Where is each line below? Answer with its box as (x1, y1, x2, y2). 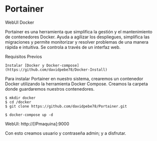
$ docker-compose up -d (5, 112, 53, 117)
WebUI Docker (5, 19, 35, 25)
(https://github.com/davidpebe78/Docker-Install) (5, 67, 108, 72)
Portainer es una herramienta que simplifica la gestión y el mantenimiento (5, 29, 153, 34)
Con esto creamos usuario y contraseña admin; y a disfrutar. (5, 130, 126, 136)
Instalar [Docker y (5, 63, 45, 68)
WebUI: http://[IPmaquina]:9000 (5, 121, 70, 126)
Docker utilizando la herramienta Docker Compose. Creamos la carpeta (5, 81, 148, 87)
